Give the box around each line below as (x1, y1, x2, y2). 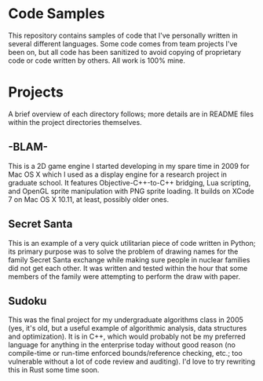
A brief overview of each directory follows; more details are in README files (8, 109, 254, 119)
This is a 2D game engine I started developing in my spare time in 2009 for (8, 161, 250, 170)
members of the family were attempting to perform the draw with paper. (8, 272, 241, 281)
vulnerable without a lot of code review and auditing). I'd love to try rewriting (8, 357, 256, 366)
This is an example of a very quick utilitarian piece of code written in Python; (8, 238, 256, 247)
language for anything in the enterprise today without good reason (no (8, 340, 236, 350)
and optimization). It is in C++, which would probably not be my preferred (8, 332, 246, 342)
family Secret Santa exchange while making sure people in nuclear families (8, 255, 250, 264)
